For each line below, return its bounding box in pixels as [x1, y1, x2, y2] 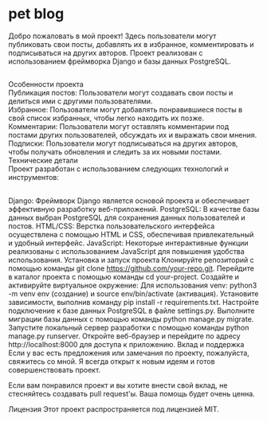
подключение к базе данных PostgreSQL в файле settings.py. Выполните [8, 306, 255, 315]
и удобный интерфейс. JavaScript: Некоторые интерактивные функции [8, 238, 249, 248]
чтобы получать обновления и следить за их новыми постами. [8, 147, 222, 157]
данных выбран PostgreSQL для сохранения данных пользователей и [8, 213, 245, 222]
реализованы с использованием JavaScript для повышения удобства [8, 246, 245, 256]
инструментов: [8, 173, 60, 182]
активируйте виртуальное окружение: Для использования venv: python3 [8, 280, 257, 290]
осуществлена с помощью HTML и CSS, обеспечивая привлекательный [8, 229, 254, 239]
